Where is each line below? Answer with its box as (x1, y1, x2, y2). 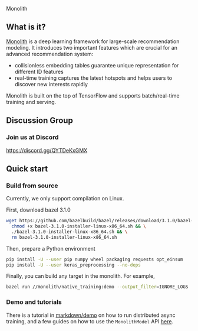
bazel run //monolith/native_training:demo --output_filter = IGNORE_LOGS (6, 284, 189, 290)
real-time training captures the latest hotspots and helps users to (14, 74, 173, 82)
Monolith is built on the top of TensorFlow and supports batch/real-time (6, 92, 180, 99)
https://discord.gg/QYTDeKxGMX (6, 147, 88, 154)
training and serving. (6, 98, 57, 105)
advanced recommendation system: (6, 50, 94, 57)
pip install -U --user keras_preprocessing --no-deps (6, 262, 141, 268)
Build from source (6, 181, 58, 190)
